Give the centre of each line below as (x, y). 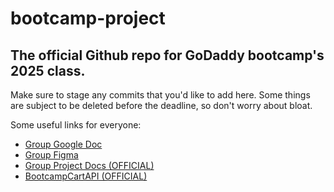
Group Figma (51, 155)
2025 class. (48, 70)
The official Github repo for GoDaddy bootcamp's (167, 55)
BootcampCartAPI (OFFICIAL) (86, 176)
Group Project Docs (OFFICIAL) (89, 165)
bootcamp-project (88, 18)
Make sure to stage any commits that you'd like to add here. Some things (160, 95)
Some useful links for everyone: (76, 125)
